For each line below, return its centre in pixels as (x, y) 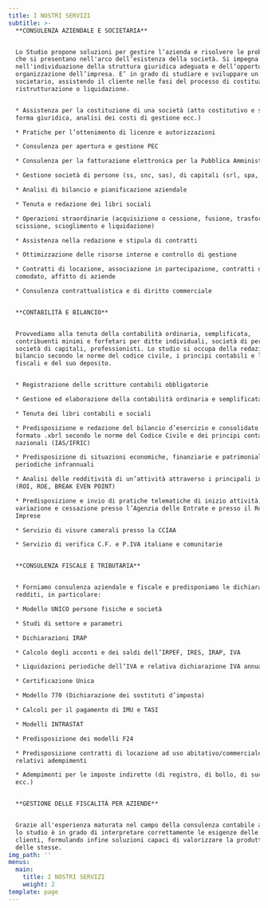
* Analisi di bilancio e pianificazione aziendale (101, 190)
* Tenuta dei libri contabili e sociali (83, 413)
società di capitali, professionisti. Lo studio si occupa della (126, 349)
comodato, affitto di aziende (65, 277)
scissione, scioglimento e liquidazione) (85, 226)
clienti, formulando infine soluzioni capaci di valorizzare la (124, 840)
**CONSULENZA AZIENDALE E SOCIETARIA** (82, 30)
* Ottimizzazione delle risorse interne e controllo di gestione (126, 255)
